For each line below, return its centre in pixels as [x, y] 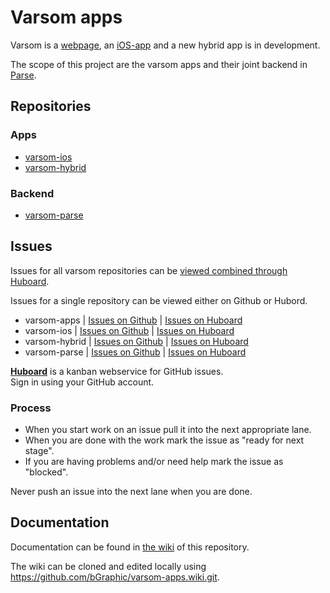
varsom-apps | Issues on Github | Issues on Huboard [133, 320]
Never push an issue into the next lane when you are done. [131, 492]
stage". [39, 451]
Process [31, 408]
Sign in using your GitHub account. [82, 382]
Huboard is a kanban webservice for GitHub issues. [117, 371]
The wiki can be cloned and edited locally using [108, 566]
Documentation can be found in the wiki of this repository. [130, 547]
